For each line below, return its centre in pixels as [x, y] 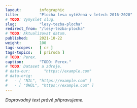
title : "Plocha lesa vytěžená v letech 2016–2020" [69, 15]
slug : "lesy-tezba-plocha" [44, 24]
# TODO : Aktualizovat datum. [36, 33]
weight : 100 [26, 43]
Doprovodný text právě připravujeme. [44, 100]
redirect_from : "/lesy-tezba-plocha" [45, 29]
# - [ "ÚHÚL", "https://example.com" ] [50, 85]
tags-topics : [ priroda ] [35, 52]
